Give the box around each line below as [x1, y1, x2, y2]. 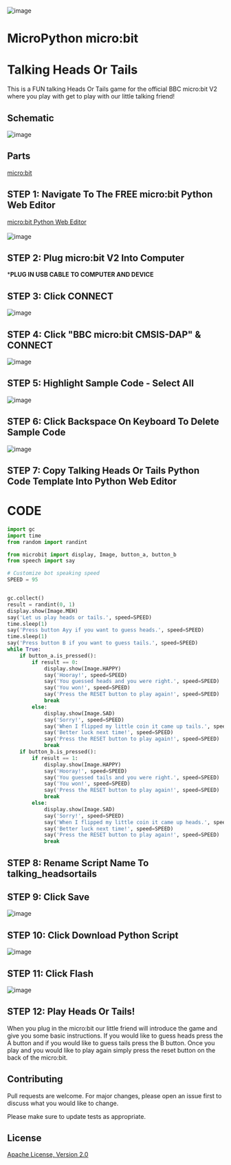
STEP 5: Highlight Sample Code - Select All [7, 377, 195, 389]
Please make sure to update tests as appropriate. [7, 1112, 146, 1120]
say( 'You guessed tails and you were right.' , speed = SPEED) [43, 774, 220, 781]
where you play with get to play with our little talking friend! [7, 92, 175, 101]
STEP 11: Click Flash [7, 967, 94, 979]
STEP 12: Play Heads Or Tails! [7, 1006, 135, 1018]
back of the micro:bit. [7, 1053, 68, 1062]
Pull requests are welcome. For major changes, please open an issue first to [7, 1091, 222, 1100]
